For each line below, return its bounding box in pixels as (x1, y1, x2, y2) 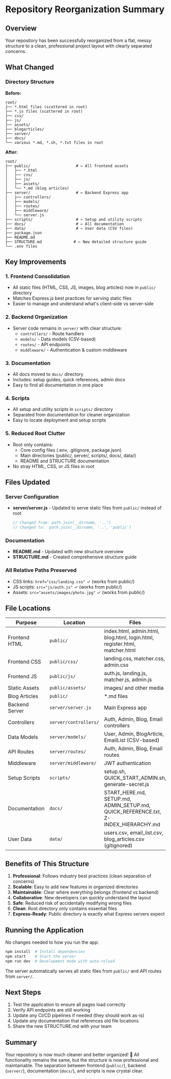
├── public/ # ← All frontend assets (5, 163, 129, 168)
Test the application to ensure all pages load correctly (12, 1001, 126, 1008)
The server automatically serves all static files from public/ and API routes (5, 968, 162, 974)
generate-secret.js (104, 781, 150, 788)
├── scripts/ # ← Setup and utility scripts (5, 217, 142, 222)
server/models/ (49, 734, 87, 740)
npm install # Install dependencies (5, 949, 85, 954)
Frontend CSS (8, 658, 41, 666)
